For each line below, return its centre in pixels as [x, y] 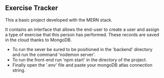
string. [19, 70]
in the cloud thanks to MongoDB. [39, 40]
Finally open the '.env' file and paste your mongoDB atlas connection [82, 65]
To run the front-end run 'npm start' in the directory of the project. [80, 60]
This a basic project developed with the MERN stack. [59, 20]
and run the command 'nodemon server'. [54, 54]
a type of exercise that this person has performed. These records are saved [82, 34]
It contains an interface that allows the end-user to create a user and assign [82, 29]
